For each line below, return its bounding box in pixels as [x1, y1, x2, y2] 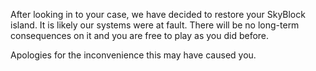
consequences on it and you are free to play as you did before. [10, 30, 270, 41]
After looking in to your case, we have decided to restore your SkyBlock [10, 9, 306, 20]
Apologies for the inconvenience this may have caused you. [10, 49, 257, 61]
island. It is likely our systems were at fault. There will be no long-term [10, 19, 300, 31]
